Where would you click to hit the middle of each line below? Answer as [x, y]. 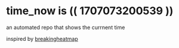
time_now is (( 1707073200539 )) [90, 11]
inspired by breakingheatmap [42, 39]
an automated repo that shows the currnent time [66, 27]
